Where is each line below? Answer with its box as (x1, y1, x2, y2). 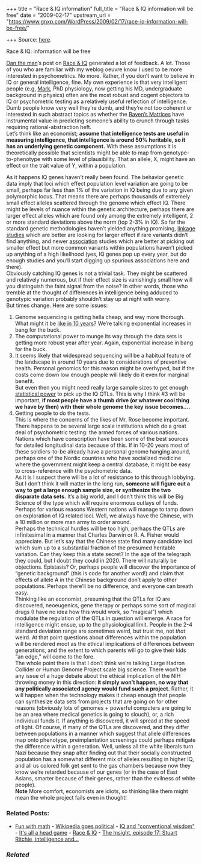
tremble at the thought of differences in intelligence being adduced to (6, 289, 179, 296)
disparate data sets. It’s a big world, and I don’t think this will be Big (14, 493, 184, 500)
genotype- (163, 149, 190, 156)
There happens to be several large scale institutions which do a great (14, 422, 186, 429)
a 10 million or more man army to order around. (14, 519, 132, 525)
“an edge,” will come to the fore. (14, 653, 95, 660)
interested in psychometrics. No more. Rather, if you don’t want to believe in (6, 72, 194, 79)
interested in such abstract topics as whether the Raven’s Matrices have (6, 111, 185, 118)
